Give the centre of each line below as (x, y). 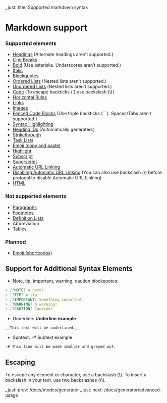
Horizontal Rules (30, 97)
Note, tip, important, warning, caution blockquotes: (65, 281)
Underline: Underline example (44, 319)
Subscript (22, 157)
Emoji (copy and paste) (37, 145)
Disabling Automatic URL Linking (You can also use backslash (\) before (87, 172)
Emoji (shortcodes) (32, 253)
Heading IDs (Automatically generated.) (53, 130)
